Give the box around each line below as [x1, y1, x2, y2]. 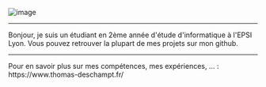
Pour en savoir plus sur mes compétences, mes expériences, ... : [8, 62, 219, 70]
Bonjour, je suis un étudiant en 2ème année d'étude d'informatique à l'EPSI [8, 30, 253, 40]
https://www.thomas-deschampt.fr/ [8, 70, 124, 79]
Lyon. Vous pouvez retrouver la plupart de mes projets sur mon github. [8, 39, 239, 47]
